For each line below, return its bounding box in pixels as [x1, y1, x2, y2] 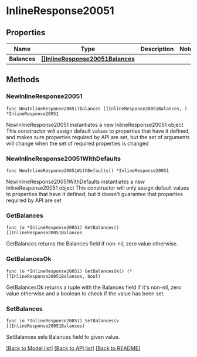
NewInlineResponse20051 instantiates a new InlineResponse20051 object [6, 121, 184, 128]
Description [140, 45, 174, 53]
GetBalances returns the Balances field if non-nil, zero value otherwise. [6, 240, 178, 247]
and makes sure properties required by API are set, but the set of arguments [6, 133, 190, 140]
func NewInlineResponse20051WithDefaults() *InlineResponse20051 [6, 167, 169, 174]
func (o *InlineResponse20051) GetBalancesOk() [6, 268, 125, 274]
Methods [6, 75, 40, 85]
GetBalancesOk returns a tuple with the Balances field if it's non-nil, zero [6, 284, 182, 291]
